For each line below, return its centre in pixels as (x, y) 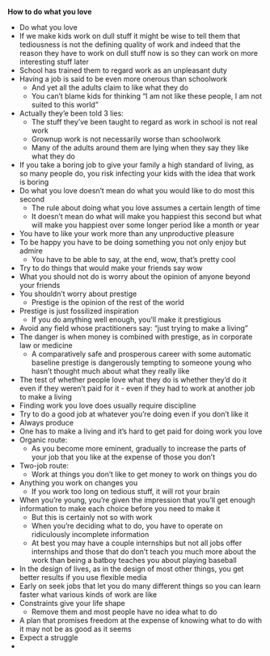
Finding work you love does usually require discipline (108, 405)
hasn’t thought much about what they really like (110, 371)
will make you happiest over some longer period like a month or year (145, 225)
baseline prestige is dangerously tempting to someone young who (141, 362)
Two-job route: (44, 466)
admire (31, 251)
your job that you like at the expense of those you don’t (123, 457)
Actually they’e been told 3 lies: (72, 113)
